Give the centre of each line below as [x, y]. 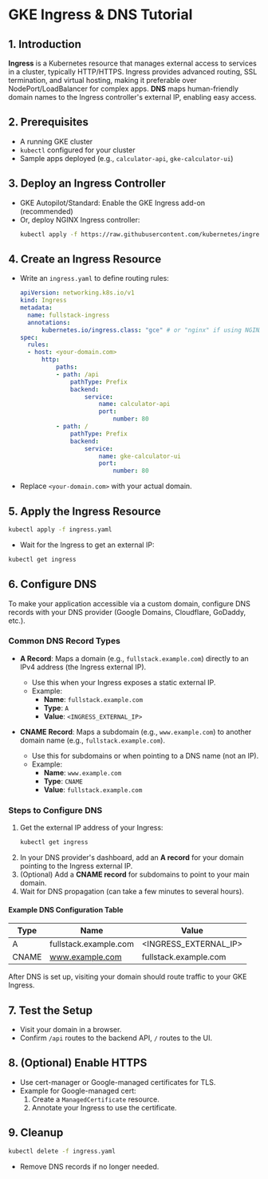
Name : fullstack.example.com [93, 699]
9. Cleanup [36, 1133]
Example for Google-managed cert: [78, 1090]
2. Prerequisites [49, 122]
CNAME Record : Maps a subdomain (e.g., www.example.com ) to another [136, 731]
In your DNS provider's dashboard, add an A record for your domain [132, 858]
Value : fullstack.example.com [93, 789]
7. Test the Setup [51, 1010]
